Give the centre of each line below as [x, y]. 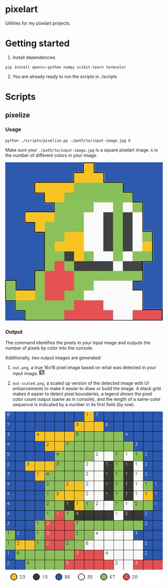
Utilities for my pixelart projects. [38, 23]
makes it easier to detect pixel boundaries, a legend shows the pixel [82, 394]
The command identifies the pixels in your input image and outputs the [78, 343]
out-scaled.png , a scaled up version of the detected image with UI [80, 383]
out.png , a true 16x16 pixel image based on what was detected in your [84, 368]
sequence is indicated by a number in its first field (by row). [73, 405]
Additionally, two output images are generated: [53, 358]
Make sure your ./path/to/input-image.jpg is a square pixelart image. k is [81, 150]
